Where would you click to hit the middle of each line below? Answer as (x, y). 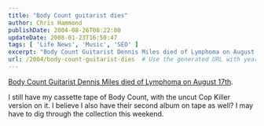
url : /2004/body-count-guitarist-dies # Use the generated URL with (125, 60)
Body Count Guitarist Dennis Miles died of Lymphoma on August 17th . (121, 82)
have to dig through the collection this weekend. (86, 113)
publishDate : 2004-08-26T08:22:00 (65, 30)
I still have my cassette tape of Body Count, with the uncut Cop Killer (119, 97)
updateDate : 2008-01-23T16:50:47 (63, 37)
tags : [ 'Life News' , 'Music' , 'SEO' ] (73, 45)
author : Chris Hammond (45, 23)
